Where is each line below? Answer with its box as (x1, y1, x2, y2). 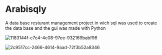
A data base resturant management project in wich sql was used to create (5, 20, 157, 26)
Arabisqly (5, 3, 46, 15)
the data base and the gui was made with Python (5, 25, 106, 31)
